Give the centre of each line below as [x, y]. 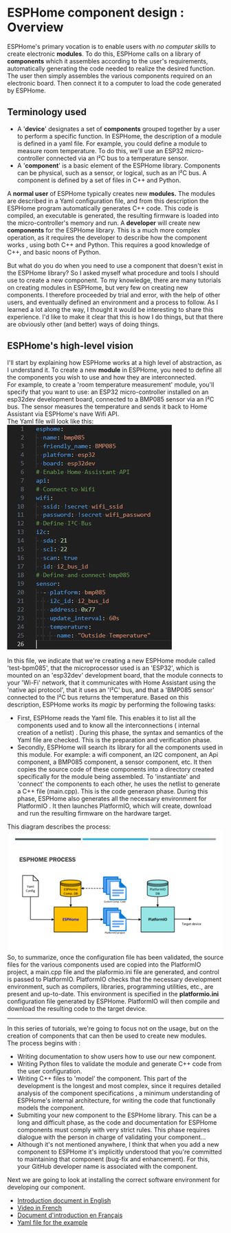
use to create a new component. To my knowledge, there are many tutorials [114, 280]
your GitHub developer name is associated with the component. [107, 1167]
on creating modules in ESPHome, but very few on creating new [98, 287]
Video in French [40, 1208]
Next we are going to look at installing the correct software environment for [113, 1180]
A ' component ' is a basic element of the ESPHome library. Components [119, 165]
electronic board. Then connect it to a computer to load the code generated [114, 83]
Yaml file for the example [52, 1223]
